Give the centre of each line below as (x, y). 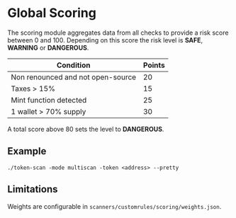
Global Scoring (52, 13)
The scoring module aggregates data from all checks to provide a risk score (118, 33)
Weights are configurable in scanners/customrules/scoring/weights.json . (114, 206)
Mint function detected (49, 100)
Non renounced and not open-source (74, 77)
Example (27, 151)
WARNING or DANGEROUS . (48, 47)
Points (154, 65)
